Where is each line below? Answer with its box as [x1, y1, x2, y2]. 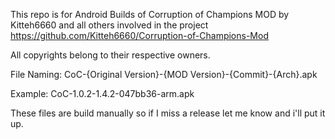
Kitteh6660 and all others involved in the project [10, 19, 209, 31]
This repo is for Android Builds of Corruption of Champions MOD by [10, 9, 290, 20]
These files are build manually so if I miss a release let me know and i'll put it [10, 107, 326, 119]
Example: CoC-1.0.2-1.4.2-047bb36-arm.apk [10, 88, 195, 99]
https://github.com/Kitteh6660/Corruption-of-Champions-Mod [10, 30, 269, 41]
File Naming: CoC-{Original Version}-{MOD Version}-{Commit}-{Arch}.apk [10, 69, 318, 80]
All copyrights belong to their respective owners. [10, 49, 211, 61]
